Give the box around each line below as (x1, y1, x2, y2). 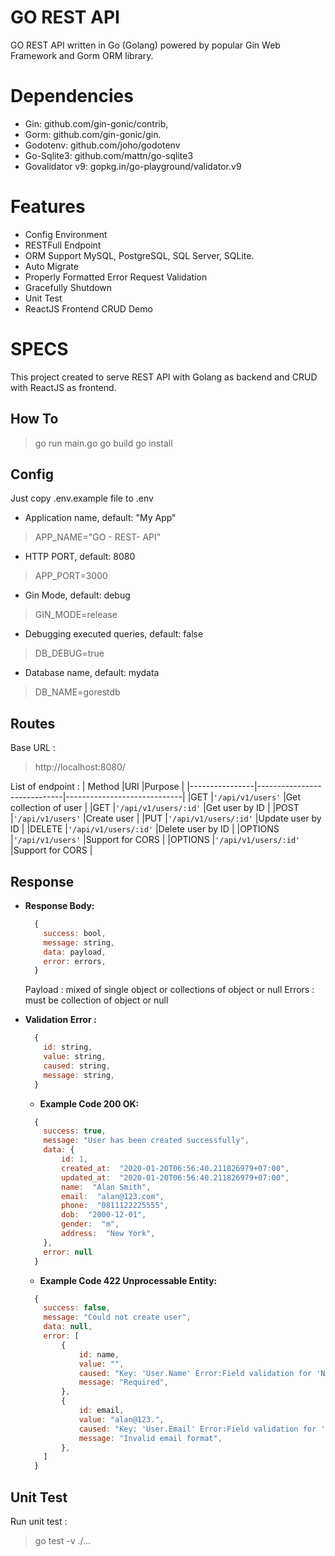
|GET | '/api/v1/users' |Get (187, 791, 302, 803)
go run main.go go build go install (34, 437, 173, 449)
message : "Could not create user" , (43, 1312, 192, 1323)
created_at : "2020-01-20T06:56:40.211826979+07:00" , (61, 1163, 290, 1173)
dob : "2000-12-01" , (61, 1210, 147, 1220)
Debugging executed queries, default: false (24, 628, 204, 640)
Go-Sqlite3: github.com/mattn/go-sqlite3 (24, 149, 194, 161)
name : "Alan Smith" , (61, 1182, 152, 1192)
